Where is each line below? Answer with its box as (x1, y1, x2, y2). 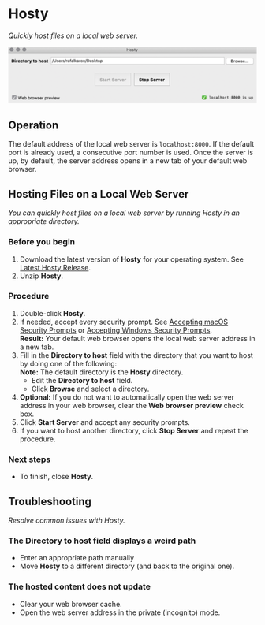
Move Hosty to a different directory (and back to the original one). (19, 561, 235, 571)
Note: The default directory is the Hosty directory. (19, 367, 184, 377)
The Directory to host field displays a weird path (8, 535, 196, 546)
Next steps (8, 454, 51, 465)
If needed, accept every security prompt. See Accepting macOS (19, 317, 229, 326)
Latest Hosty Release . (19, 262, 91, 272)
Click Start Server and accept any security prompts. (19, 417, 191, 426)
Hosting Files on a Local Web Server (8, 187, 189, 201)
